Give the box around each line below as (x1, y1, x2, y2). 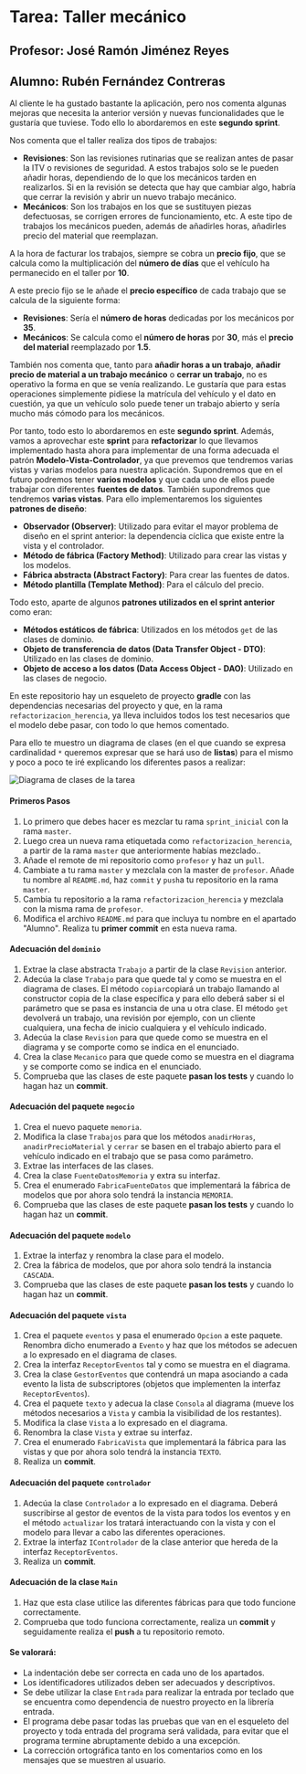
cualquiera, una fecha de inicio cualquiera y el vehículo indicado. (22, 1021, 267, 1033)
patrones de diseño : (9, 503, 88, 514)
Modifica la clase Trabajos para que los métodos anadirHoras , (22, 1131, 256, 1142)
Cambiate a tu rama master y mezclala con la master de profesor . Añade (22, 864, 295, 875)
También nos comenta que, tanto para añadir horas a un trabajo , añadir (9, 359, 281, 371)
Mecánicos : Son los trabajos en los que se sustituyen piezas (22, 201, 252, 212)
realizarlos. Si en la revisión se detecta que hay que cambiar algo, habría (22, 182, 297, 193)
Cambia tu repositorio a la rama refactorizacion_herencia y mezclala (22, 893, 284, 904)
